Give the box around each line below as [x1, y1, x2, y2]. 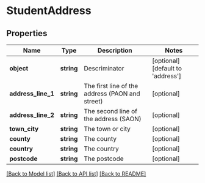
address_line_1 [9, 89, 55, 98]
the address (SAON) [84, 114, 142, 123]
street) [84, 97, 103, 105]
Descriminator [84, 64, 124, 72]
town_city [9, 125, 39, 133]
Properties [6, 28, 48, 39]
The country [84, 144, 119, 153]
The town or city [84, 125, 131, 133]
